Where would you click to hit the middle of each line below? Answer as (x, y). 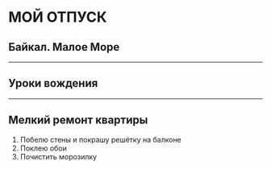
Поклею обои (43, 148)
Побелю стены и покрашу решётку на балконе (100, 139)
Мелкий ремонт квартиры (78, 120)
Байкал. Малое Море (64, 47)
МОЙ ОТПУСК (58, 17)
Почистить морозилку (58, 156)
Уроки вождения (53, 83)
